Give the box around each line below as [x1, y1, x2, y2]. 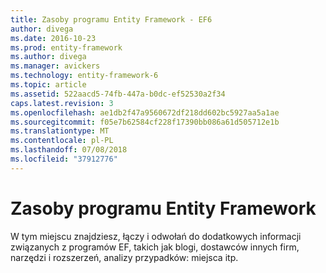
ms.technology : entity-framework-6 [10, 71, 159, 81]
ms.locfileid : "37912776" [10, 154, 118, 164]
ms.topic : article [10, 80, 87, 90]
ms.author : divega [10, 52, 87, 62]
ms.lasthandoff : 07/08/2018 [10, 145, 128, 155]
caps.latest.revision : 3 [10, 98, 114, 108]
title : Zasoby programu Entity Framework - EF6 [10, 14, 213, 25]
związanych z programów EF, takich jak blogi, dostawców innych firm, [10, 241, 300, 253]
